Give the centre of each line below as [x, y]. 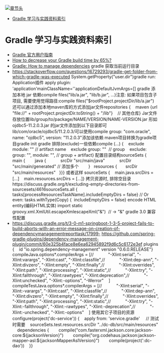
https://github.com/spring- [129, 234]
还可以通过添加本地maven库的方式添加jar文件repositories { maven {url [85, 107]
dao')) [18, 346]
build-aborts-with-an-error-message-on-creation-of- [66, 228]
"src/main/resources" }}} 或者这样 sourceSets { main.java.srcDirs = [83, 172]
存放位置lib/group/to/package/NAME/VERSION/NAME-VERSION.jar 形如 [85, 119]
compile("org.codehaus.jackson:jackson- [115, 335]
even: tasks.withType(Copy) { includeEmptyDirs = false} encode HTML [84, 200]
